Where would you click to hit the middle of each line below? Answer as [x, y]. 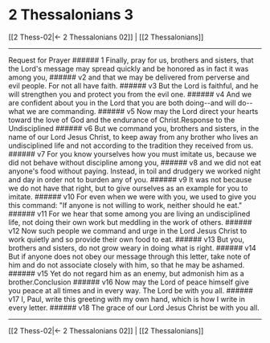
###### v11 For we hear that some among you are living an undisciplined [129, 214]
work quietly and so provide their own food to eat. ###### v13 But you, [127, 239]
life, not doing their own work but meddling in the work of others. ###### [130, 222]
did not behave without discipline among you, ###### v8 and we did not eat [135, 162]
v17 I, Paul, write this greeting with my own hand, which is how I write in [127, 299]
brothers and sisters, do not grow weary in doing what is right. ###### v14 [133, 247]
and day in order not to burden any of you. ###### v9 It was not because [130, 179]
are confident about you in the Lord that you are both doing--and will [122, 103]
